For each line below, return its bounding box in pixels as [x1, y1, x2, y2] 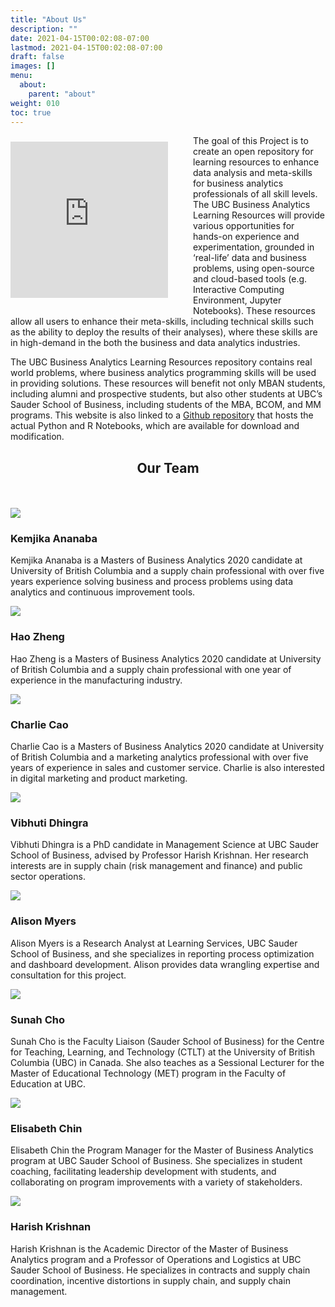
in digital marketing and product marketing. [10, 772, 188, 785]
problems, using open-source [193, 262, 315, 275]
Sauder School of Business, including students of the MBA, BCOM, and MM [10, 399, 322, 411]
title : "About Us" [10, 14, 87, 25]
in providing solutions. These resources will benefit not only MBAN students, [10, 377, 326, 390]
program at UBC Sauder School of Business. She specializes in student [10, 1155, 303, 1167]
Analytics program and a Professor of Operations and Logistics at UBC [10, 1253, 302, 1265]
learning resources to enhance [193, 156, 320, 168]
